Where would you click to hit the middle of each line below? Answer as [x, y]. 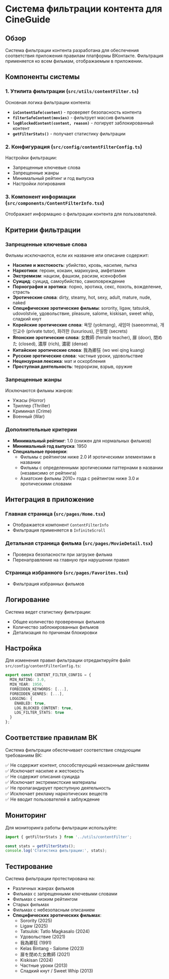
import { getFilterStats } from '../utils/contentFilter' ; [69, 837]
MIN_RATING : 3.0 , [28, 680]
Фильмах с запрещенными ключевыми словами [65, 894]
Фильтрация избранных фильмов [48, 584]
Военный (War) [29, 416]
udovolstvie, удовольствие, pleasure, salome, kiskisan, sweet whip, [83, 313]
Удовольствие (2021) [43, 937]
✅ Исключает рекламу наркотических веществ [57, 794]
